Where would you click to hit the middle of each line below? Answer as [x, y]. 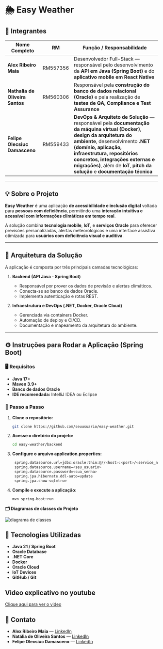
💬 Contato [20, 620]
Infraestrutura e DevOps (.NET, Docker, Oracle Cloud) [67, 305]
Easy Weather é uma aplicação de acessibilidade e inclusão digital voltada [81, 206]
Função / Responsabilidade [114, 48]
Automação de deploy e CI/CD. [50, 320]
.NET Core [23, 557]
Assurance [86, 109]
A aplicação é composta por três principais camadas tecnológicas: [72, 267]
